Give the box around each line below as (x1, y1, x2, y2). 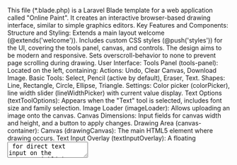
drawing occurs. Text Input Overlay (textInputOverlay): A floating (7, 134, 196, 142)
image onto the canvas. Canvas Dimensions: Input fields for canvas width (7, 111, 221, 120)
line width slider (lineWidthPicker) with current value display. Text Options (7, 89, 222, 97)
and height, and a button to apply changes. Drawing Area (7, 119, 175, 127)
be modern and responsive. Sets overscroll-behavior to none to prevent (7, 51, 216, 59)
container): (7, 127, 40, 135)
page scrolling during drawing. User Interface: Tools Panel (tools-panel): (7, 59, 219, 67)
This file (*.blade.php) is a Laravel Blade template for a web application (7, 6, 214, 14)
